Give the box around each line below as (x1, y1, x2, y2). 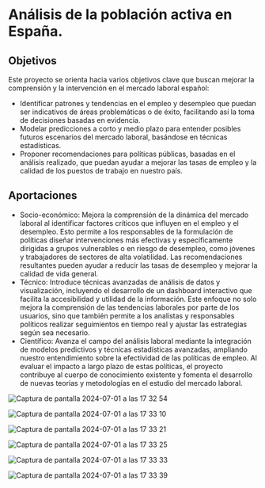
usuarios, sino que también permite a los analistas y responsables (19, 311, 235, 320)
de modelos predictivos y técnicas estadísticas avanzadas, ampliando (19, 345, 248, 354)
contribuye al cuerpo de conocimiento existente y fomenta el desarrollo (19, 370, 253, 379)
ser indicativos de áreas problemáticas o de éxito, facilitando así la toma (19, 107, 256, 116)
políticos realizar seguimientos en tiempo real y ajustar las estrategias (19, 319, 248, 329)
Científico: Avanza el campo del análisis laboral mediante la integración (19, 336, 252, 345)
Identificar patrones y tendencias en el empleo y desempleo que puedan (19, 99, 257, 108)
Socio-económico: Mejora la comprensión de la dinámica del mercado (19, 210, 249, 219)
